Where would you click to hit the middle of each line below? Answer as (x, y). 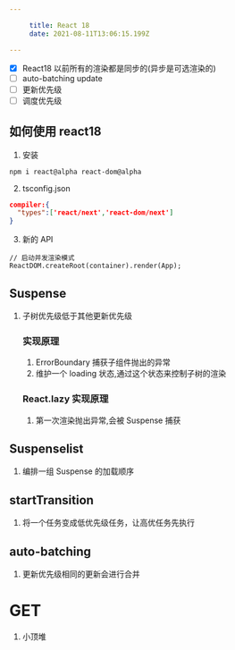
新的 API (38, 240)
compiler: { (29, 205)
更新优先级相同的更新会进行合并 (81, 574)
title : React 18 (59, 25)
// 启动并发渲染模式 (42, 258)
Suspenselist (46, 448)
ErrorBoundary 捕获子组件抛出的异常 (103, 362)
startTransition (51, 500)
